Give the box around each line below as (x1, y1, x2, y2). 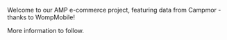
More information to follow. (7, 27, 85, 34)
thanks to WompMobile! (7, 13, 75, 21)
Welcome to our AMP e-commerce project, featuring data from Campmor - (7, 6, 221, 14)
